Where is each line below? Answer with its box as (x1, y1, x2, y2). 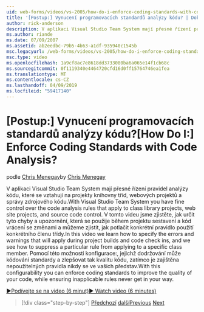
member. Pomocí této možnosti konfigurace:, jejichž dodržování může (6, 249, 181, 257)
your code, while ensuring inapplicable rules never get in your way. (6, 275, 174, 283)
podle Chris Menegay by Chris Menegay (6, 173, 106, 180)
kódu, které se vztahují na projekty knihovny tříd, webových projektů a (6, 191, 182, 198)
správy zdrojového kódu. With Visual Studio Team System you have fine (6, 198, 185, 205)
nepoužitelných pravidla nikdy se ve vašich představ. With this (6, 262, 161, 269)
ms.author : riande (6, 32, 53, 38)
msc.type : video (6, 54, 47, 60)
